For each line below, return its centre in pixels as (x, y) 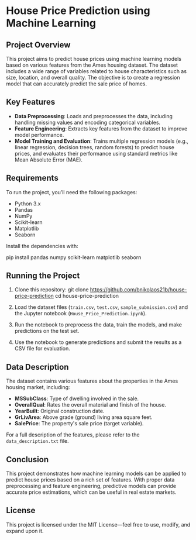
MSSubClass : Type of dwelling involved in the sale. (77, 398)
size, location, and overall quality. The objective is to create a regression (93, 78)
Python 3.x (27, 204)
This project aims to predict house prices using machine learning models (94, 59)
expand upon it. (25, 531)
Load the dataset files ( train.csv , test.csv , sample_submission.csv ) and (101, 307)
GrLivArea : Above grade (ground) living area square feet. (84, 417)
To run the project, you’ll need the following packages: (72, 192)
